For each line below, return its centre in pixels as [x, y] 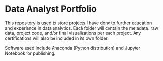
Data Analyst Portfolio [51, 9]
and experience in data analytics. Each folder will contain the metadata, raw [82, 28]
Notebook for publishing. [30, 53]
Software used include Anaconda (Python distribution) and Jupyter [73, 48]
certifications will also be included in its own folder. [57, 38]
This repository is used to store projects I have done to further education [79, 23]
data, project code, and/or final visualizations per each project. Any [73, 33]
